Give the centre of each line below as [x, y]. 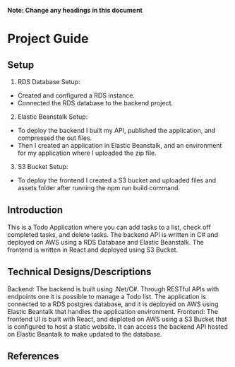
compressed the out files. [55, 138]
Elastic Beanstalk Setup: [53, 117]
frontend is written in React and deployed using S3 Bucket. [93, 250]
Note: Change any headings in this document [75, 10]
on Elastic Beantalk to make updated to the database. [85, 334]
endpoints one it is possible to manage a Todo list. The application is [107, 296]
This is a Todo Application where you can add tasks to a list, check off [109, 227]
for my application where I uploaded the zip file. [87, 153]
